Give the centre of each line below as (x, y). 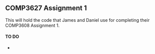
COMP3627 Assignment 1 (46, 8)
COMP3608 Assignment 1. (32, 25)
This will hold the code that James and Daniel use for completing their (77, 20)
